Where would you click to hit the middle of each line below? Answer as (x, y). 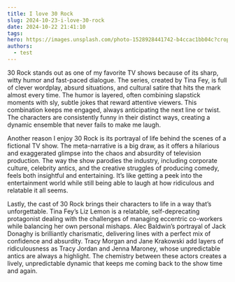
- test (23, 53)
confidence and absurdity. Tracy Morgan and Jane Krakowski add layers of (115, 241)
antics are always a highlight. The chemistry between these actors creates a (117, 255)
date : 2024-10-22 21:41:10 (47, 27)
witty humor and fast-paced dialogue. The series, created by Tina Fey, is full (117, 80)
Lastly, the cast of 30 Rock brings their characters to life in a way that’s (109, 204)
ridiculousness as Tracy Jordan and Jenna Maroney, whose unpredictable (114, 248)
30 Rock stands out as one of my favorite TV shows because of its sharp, (113, 72)
